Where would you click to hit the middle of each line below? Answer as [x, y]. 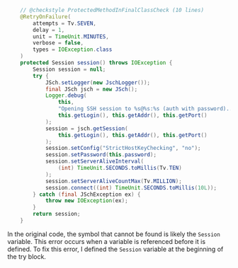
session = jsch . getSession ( [87, 128]
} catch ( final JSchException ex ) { [87, 194]
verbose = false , [58, 43]
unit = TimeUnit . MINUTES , [71, 36]
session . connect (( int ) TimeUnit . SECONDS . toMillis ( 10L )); [131, 187]
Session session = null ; [69, 69]
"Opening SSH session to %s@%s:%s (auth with [126, 109]
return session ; [57, 214]
